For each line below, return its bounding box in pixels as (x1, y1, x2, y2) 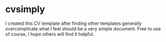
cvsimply (5, 4, 45, 15)
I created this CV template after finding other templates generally (5, 20, 142, 26)
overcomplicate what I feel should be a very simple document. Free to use (5, 25, 161, 31)
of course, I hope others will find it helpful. (5, 31, 94, 37)
